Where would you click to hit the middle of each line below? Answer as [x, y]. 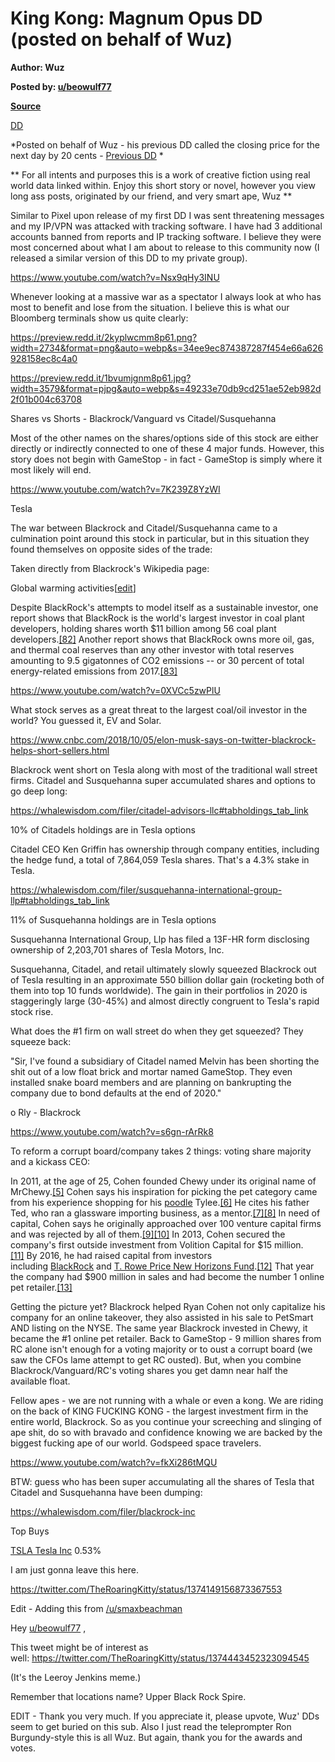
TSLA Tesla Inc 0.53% [56, 1550]
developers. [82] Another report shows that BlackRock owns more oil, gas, [162, 639]
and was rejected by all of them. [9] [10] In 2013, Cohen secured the [148, 1234]
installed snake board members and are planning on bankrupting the [151, 1082]
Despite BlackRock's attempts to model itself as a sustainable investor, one [164, 607]
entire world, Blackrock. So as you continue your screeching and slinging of [166, 1421]
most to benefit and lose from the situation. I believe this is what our [150, 307]
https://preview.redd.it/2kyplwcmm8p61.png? [104, 337]
